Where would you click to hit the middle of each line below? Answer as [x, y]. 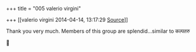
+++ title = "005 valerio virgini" [44, 8]
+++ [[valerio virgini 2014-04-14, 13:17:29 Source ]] [67, 20]
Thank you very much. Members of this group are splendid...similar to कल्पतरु [98, 31]
